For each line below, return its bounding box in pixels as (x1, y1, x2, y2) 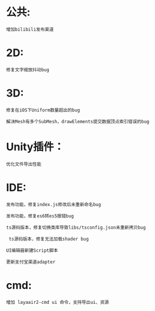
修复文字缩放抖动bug (6, 66, 50, 73)
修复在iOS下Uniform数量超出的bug (6, 107, 81, 113)
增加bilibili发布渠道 (6, 26, 54, 33)
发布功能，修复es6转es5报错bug (6, 213, 74, 219)
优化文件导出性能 (6, 161, 42, 167)
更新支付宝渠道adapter (6, 259, 56, 265)
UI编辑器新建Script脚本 (6, 247, 58, 254)
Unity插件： (6, 140, 65, 153)
